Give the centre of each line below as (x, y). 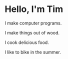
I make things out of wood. (32, 32)
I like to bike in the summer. (33, 52)
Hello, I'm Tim (34, 9)
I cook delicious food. (27, 42)
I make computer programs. (33, 23)
